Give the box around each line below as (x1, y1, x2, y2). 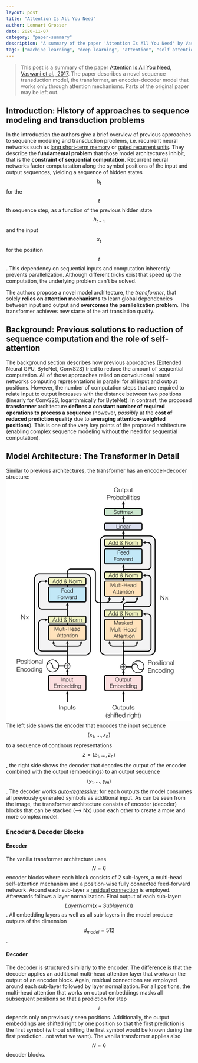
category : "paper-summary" (6, 34, 72, 41)
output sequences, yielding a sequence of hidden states (6, 168, 143, 175)
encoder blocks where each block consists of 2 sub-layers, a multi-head (6, 874, 183, 881)
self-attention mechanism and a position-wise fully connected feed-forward (6, 880, 190, 887)
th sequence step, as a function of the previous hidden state (6, 207, 153, 214)
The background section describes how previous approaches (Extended (6, 359, 181, 366)
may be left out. (20, 89, 59, 96)
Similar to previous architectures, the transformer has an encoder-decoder (6, 467, 187, 474)
